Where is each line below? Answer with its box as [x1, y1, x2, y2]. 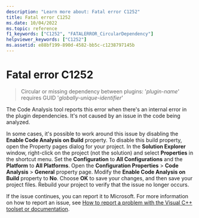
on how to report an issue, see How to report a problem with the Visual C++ [6, 199, 192, 206]
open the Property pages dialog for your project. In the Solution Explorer [6, 143, 186, 150]
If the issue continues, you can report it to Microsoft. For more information [6, 192, 189, 199]
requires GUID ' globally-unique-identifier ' [20, 94, 124, 101]
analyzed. [6, 118, 30, 126]
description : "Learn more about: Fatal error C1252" [6, 8, 140, 15]
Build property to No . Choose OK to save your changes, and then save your [6, 174, 193, 181]
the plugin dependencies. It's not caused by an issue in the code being [6, 112, 180, 119]
